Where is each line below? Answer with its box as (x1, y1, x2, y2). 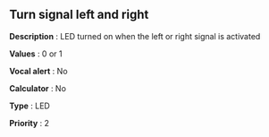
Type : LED (9, 100, 51, 111)
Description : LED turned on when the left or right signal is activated (9, 30, 261, 41)
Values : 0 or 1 (9, 48, 63, 59)
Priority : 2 (9, 117, 50, 128)
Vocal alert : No (9, 65, 69, 76)
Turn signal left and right (9, 7, 149, 22)
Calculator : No (9, 82, 67, 93)
